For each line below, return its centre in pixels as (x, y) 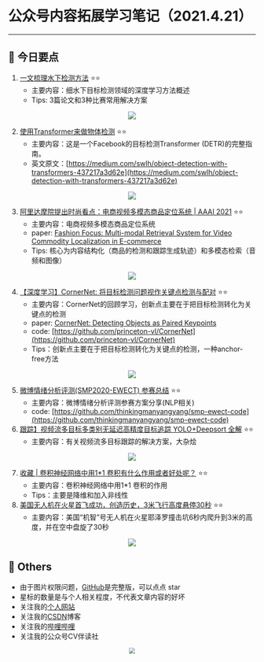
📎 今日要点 (33, 57)
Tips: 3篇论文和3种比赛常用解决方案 (89, 100)
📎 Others (30, 567)
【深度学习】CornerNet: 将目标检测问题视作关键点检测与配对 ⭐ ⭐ (123, 291)
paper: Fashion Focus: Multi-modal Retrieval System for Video (132, 232)
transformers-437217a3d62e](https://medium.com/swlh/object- (134, 172)
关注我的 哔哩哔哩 (47, 626)
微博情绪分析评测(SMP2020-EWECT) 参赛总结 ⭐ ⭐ (100, 390)
